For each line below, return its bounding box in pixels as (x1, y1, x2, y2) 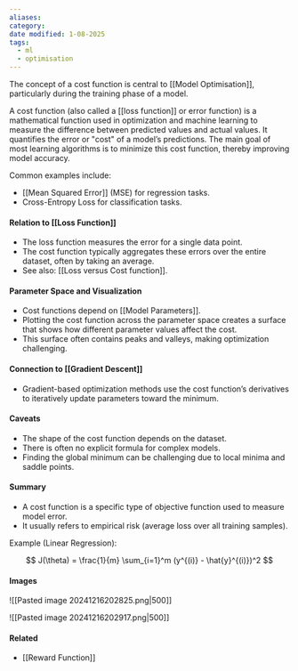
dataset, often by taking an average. (21, 255, 155, 267)
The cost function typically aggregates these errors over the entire (21, 247, 267, 257)
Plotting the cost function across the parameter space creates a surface (21, 315, 286, 326)
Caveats (9, 413, 41, 424)
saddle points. (21, 461, 75, 472)
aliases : (9, 12, 42, 22)
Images (9, 575, 37, 586)
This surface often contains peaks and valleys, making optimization (21, 334, 270, 344)
